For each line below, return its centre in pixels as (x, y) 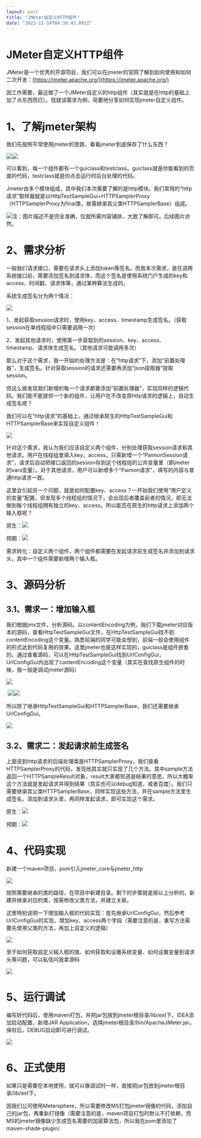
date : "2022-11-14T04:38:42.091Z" (49, 23)
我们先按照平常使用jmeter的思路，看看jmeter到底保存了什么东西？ (87, 144)
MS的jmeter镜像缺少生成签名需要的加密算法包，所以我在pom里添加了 (92, 1121)
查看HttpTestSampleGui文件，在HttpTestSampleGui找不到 (103, 632)
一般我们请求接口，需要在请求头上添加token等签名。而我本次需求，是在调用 (100, 268)
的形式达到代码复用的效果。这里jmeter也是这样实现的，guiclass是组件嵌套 (98, 647)
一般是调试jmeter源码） (51, 670)
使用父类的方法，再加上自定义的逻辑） (64, 928)
